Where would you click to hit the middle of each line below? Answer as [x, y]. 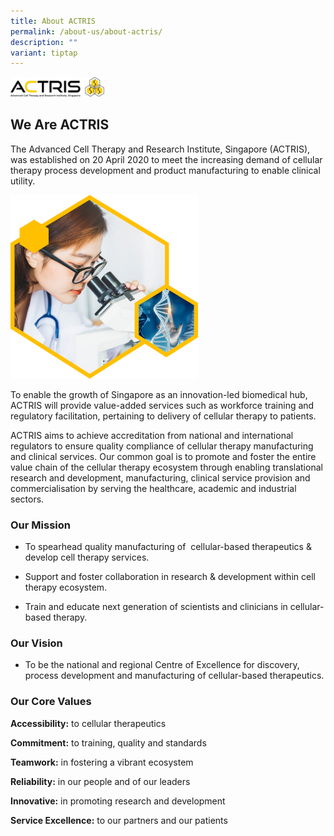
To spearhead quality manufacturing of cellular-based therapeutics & [168, 546]
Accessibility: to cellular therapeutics [88, 723]
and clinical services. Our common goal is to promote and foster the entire [163, 456]
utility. [23, 181]
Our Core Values [51, 702]
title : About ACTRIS [53, 21]
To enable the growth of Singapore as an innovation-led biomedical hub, [159, 394]
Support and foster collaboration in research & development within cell [170, 576]
